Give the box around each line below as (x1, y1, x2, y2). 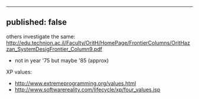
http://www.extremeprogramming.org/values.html (14, 80, 136, 87)
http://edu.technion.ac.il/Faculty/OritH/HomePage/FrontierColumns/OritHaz (6, 39, 191, 46)
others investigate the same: (6, 33, 76, 40)
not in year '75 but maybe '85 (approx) (14, 57, 109, 64)
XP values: (6, 68, 33, 75)
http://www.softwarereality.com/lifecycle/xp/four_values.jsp (14, 86, 161, 93)
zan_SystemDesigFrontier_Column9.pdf (6, 45, 102, 52)
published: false (6, 17, 67, 27)
